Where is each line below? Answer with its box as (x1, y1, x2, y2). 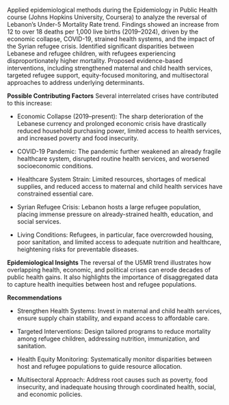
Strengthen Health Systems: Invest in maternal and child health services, (16, 307, 222, 315)
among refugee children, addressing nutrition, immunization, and (16, 335, 200, 343)
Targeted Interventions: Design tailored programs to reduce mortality (16, 328, 211, 335)
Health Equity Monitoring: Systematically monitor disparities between (16, 355, 212, 363)
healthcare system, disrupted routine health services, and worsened (16, 155, 210, 163)
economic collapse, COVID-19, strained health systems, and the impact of (7, 35, 215, 43)
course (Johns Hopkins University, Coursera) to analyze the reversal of (7, 13, 207, 21)
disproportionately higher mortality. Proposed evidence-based (7, 57, 183, 64)
